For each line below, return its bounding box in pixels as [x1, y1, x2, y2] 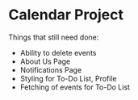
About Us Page [19, 56, 71, 66]
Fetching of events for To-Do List [19, 82, 131, 92]
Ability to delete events [19, 48, 97, 57]
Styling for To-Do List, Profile [19, 73, 117, 83]
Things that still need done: [8, 32, 99, 42]
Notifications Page [19, 65, 82, 74]
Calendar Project [8, 6, 123, 24]
